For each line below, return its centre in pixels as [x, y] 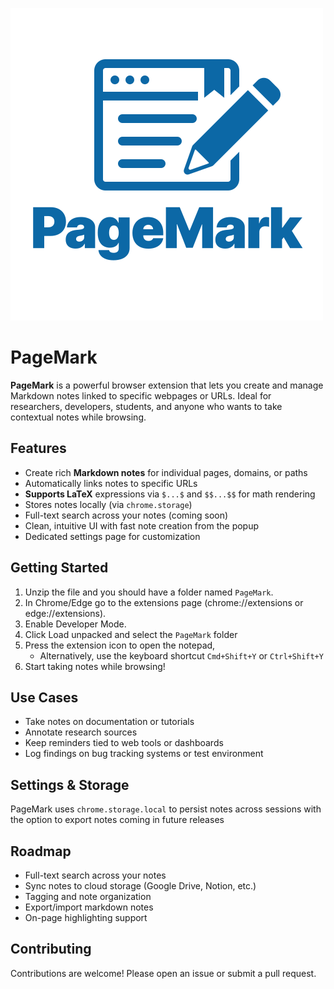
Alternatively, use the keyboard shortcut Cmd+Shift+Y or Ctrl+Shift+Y [181, 655]
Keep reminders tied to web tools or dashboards [124, 743]
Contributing [51, 949]
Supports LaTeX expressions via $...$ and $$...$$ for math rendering [170, 494]
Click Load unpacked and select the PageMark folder [131, 634]
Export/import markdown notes [89, 907]
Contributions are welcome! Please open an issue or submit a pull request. [163, 973]
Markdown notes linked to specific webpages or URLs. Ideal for [141, 395]
